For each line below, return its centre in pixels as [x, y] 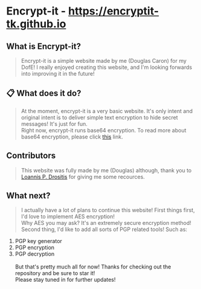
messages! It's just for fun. [54, 124]
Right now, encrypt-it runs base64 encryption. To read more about [104, 130]
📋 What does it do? [44, 93]
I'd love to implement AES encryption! [68, 216]
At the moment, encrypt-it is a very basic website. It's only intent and [107, 111]
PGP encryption [35, 248]
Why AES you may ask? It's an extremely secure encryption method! [106, 223]
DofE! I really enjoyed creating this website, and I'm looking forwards [107, 67]
